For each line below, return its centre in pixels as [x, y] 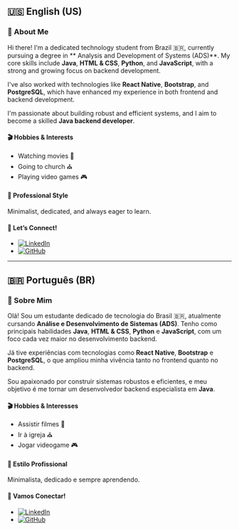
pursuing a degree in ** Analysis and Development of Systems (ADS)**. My [119, 55]
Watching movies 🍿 [46, 156]
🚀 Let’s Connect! [32, 227]
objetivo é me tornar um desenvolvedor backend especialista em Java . [111, 389]
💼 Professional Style [38, 195]
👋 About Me [28, 32]
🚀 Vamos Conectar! [37, 496]
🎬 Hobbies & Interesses [43, 406]
